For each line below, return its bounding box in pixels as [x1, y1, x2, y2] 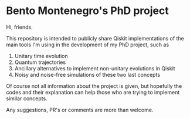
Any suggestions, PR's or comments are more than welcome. [6, 106, 154, 113]
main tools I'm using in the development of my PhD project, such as [6, 41, 169, 48]
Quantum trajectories [14, 59, 66, 66]
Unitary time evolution [14, 52, 69, 59]
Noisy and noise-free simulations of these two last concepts [14, 71, 160, 78]
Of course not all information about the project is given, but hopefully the [6, 82, 182, 89]
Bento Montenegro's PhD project [6, 4, 169, 18]
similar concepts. [6, 95, 48, 102]
